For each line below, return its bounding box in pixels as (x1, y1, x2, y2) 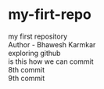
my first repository (8, 32, 68, 41)
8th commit (8, 65, 45, 74)
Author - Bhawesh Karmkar (8, 39, 96, 49)
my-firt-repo (8, 6, 91, 24)
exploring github (8, 48, 61, 57)
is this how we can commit (8, 57, 94, 66)
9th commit (8, 73, 45, 83)
